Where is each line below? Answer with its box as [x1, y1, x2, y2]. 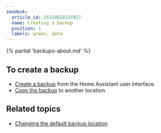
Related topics [6, 104, 61, 114]
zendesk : [6, 8, 28, 15]
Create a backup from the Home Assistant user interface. [14, 80, 156, 87]
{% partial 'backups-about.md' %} [6, 47, 91, 54]
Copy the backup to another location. [14, 86, 107, 94]
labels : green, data [11, 31, 63, 37]
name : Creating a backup [11, 20, 73, 26]
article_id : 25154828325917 [11, 14, 82, 20]
